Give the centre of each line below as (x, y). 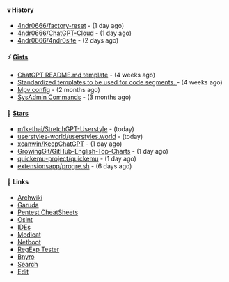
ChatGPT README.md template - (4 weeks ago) (86, 75)
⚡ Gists (18, 57)
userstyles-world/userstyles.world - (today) (80, 136)
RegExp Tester (38, 249)
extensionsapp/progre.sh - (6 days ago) (74, 166)
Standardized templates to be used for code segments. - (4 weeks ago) (120, 82)
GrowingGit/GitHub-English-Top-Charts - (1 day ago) (93, 151)
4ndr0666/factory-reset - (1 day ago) (71, 26)
